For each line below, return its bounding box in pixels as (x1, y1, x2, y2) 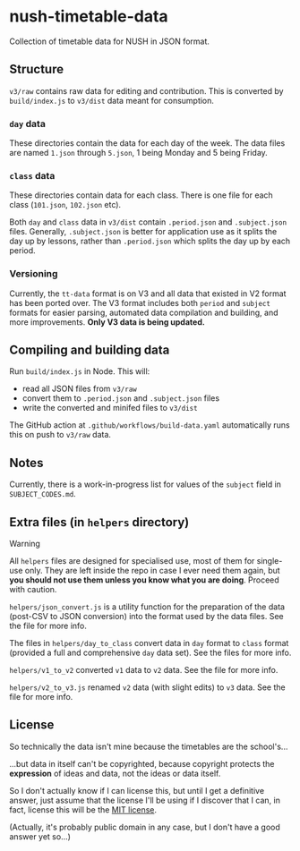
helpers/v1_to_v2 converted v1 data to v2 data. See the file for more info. (9, 665, 279, 676)
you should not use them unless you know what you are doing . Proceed (9, 574, 279, 585)
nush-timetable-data (9, 6, 168, 27)
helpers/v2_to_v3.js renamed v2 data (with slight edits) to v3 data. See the (9, 682, 286, 693)
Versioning (9, 268, 58, 280)
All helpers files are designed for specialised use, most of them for (9, 556, 255, 566)
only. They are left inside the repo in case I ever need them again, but (24, 566, 280, 576)
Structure (9, 62, 64, 77)
